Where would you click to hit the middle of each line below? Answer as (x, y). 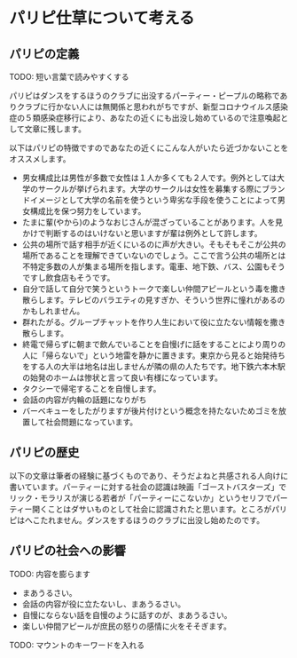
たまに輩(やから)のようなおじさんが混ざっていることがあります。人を (148, 222)
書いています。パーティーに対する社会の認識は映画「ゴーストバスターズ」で (148, 487)
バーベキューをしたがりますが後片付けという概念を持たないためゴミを (150, 411)
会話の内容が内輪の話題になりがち (84, 400)
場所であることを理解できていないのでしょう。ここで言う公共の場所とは (154, 255)
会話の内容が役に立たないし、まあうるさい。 (104, 604)
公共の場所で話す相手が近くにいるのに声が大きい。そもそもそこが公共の (154, 244)
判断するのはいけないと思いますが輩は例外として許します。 (154, 233)
